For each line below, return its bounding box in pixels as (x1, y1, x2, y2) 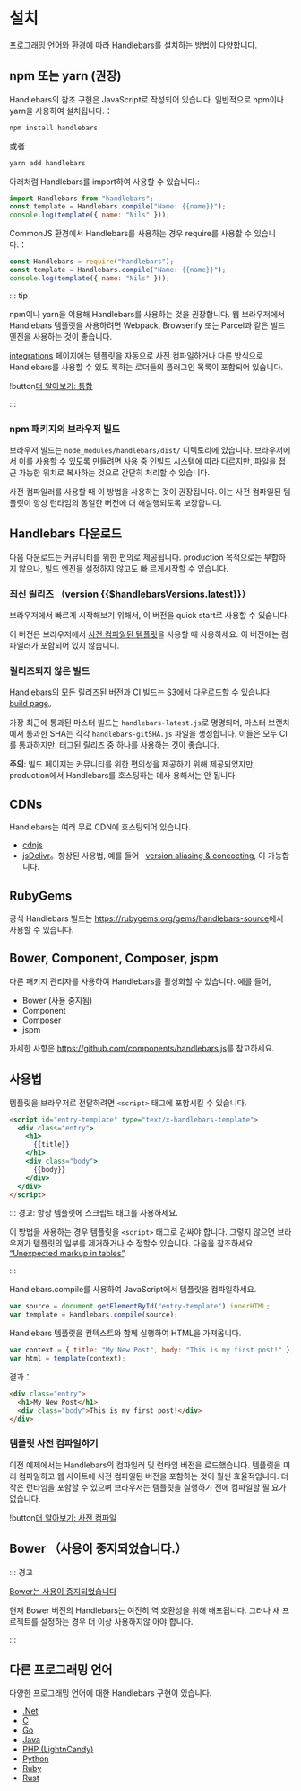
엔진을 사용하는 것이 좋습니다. (9, 331, 113, 341)
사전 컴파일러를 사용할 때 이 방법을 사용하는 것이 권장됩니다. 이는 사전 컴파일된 (9, 486, 282, 497)
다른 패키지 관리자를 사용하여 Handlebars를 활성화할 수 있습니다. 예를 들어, (9, 976, 271, 987)
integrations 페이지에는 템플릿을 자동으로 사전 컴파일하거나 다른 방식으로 (9, 350, 264, 360)
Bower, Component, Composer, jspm (9, 951, 219, 966)
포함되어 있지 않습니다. (39, 640, 120, 652)
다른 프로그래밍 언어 (9, 1662, 113, 1677)
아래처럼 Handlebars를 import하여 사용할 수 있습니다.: (9, 176, 200, 187)
